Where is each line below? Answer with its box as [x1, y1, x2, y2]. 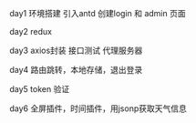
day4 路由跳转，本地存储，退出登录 [9, 65, 143, 75]
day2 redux [9, 26, 53, 36]
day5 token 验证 [9, 84, 70, 94]
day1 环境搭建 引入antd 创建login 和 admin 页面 [9, 8, 186, 18]
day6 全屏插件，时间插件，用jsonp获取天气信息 [9, 103, 187, 114]
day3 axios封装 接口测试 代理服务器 [9, 45, 143, 56]
